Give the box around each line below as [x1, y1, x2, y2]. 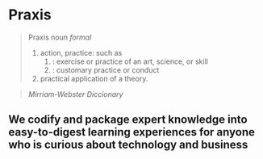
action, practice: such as [40, 48, 123, 57]
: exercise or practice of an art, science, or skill [52, 56, 208, 66]
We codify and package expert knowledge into [8, 113, 248, 127]
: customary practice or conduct [52, 65, 160, 74]
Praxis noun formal [27, 32, 92, 42]
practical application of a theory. [40, 73, 148, 83]
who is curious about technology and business [8, 138, 248, 152]
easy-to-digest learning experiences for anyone [8, 125, 256, 139]
